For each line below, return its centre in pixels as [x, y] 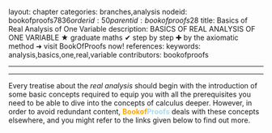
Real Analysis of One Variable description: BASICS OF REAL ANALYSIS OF [132, 29]
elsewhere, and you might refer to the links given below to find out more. [130, 120]
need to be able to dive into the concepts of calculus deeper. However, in [130, 103]
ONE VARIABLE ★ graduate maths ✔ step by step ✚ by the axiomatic [123, 37]
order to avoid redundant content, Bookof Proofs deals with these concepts [134, 112]
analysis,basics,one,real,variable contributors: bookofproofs [108, 55]
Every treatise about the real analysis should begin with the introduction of [133, 86]
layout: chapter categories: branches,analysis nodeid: [98, 12]
